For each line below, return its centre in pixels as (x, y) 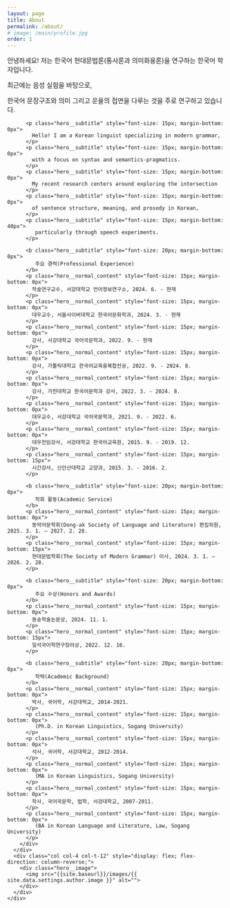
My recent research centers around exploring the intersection (125, 184)
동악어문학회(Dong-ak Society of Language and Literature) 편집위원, (127, 525)
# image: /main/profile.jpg (48, 33)
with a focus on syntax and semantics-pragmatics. (106, 160)
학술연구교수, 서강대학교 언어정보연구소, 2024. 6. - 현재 (104, 290)
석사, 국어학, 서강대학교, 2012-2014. (80, 752)
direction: (23, 862)
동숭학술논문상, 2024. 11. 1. (70, 620)
